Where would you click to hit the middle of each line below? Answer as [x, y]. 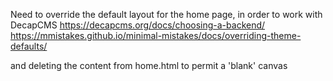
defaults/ [29, 46]
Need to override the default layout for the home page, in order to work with [166, 14]
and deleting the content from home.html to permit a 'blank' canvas [149, 65]
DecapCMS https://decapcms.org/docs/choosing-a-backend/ [138, 25]
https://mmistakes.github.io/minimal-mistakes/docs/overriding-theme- [156, 35]
